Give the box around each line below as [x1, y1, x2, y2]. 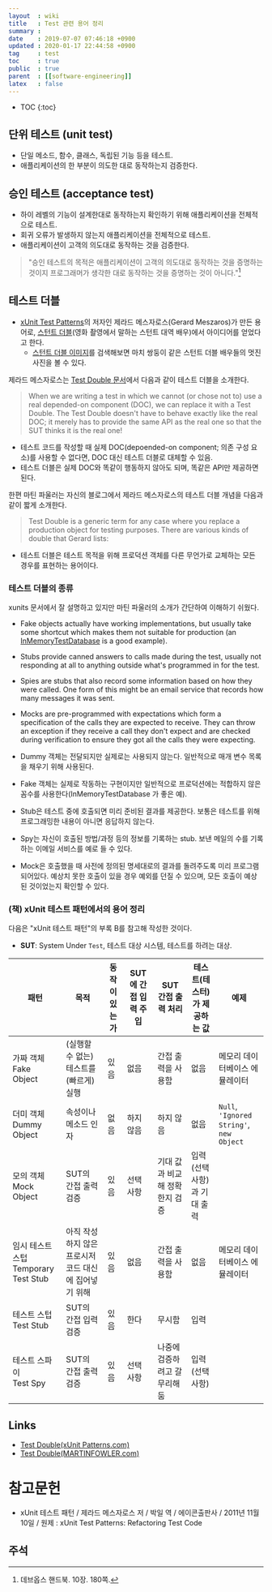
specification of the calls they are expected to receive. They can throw [19, 717, 256, 727]
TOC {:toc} [19, 102, 57, 112]
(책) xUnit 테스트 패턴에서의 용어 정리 [8, 903, 146, 915]
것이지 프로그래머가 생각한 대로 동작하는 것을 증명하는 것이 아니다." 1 [28, 267, 241, 277]
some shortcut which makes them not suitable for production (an [19, 627, 237, 637]
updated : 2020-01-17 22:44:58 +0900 [8, 42, 136, 50]
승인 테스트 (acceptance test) [8, 187, 155, 200]
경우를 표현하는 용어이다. [19, 560, 99, 570]
